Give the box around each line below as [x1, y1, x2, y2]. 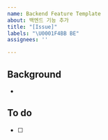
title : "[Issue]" [7, 23, 58, 30]
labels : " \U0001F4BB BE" [7, 29, 79, 37]
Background [7, 68, 61, 80]
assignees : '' [7, 36, 49, 43]
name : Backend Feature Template [7, 10, 101, 17]
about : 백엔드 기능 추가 [7, 17, 70, 24]
